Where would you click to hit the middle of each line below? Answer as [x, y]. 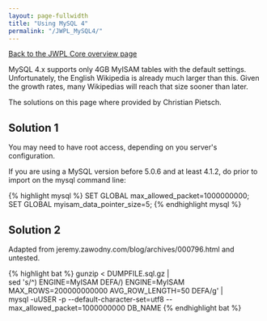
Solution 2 [34, 230]
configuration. [32, 156]
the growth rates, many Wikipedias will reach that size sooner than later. [128, 87]
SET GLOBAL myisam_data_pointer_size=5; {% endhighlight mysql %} [125, 205]
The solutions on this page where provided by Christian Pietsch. [115, 103]
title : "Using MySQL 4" [49, 23]
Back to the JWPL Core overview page [73, 54]
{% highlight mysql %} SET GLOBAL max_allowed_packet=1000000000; [129, 196]
